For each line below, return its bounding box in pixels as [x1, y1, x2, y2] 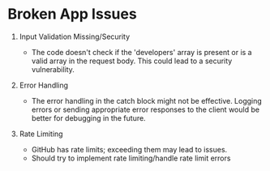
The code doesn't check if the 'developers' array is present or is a [31, 47, 252, 57]
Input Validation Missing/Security [19, 32, 131, 41]
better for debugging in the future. [31, 113, 147, 122]
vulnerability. [31, 64, 75, 74]
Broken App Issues [7, 5, 137, 24]
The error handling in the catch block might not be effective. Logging [31, 96, 263, 105]
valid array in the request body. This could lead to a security [31, 56, 233, 66]
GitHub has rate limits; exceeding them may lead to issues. [31, 144, 228, 154]
